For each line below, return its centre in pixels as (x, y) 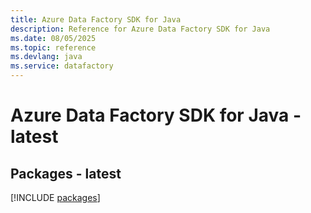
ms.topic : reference (53, 47)
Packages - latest (66, 173)
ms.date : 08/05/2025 (53, 38)
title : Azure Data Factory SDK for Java (96, 19)
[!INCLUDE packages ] (55, 197)
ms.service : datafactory (62, 66)
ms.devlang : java (46, 57)
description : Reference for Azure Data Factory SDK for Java (140, 29)
